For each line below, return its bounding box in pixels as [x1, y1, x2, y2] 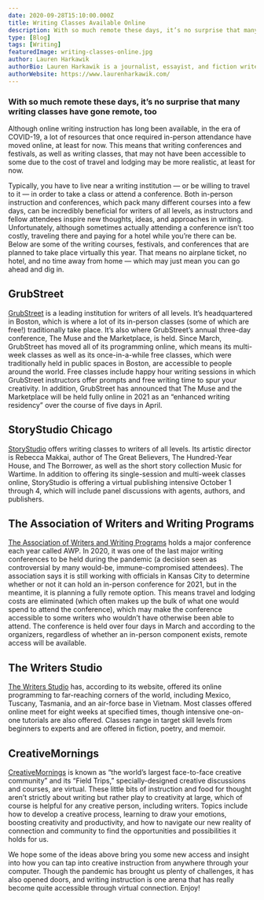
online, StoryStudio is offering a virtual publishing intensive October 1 [8, 477, 232, 487]
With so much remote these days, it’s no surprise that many [8, 96, 240, 107]
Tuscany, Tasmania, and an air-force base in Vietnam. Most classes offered [8, 698, 252, 709]
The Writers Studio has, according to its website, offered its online [8, 682, 222, 691]
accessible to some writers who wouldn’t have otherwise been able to [8, 613, 234, 623]
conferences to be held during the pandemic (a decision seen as [8, 554, 218, 564]
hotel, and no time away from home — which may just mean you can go [8, 256, 240, 265]
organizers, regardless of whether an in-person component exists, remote [8, 630, 247, 639]
